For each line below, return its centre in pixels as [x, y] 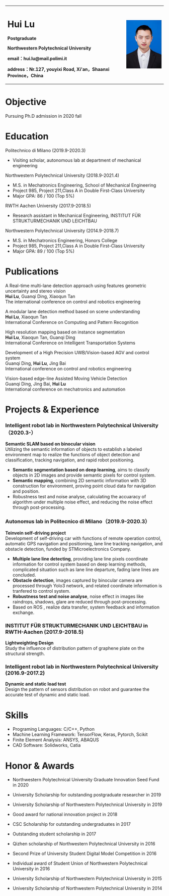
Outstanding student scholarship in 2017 [54, 834]
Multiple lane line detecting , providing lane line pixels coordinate [80, 558]
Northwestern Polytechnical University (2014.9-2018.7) [62, 231]
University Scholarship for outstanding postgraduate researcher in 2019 [87, 795]
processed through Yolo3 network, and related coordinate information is [87, 585]
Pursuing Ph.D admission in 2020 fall [44, 116]
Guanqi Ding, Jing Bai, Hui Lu [36, 384]
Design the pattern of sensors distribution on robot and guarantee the [77, 689]
